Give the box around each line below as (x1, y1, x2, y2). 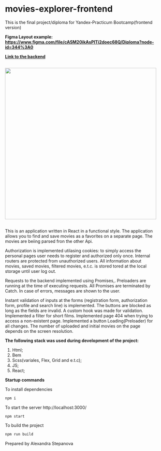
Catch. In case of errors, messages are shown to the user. (5, 288, 121, 294)
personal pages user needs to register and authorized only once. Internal (5, 253, 150, 259)
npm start (5, 414, 25, 419)
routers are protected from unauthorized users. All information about (5, 258, 142, 264)
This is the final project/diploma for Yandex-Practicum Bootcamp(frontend (5, 19, 153, 25)
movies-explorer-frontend (5, 3, 113, 15)
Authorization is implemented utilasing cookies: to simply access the (5, 248, 142, 253)
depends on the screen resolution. (5, 328, 73, 334)
